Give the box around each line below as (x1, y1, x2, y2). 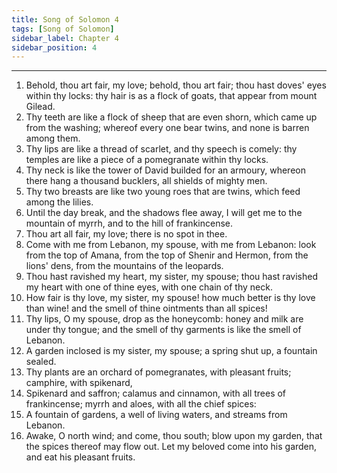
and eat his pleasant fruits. (25, 451, 136, 463)
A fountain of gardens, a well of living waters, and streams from (25, 409, 288, 421)
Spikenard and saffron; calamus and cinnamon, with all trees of (25, 387, 287, 400)
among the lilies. (25, 196, 94, 208)
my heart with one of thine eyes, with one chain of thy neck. (25, 281, 273, 293)
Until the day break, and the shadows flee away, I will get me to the (25, 207, 303, 219)
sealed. (25, 356, 57, 368)
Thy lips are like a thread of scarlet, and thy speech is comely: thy (25, 143, 298, 155)
